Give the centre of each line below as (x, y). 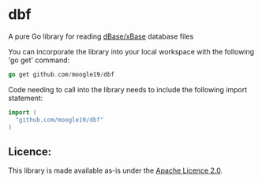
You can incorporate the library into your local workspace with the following (131, 51)
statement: (26, 98)
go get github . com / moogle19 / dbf (61, 74)
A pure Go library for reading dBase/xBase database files (101, 36)
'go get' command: (39, 60)
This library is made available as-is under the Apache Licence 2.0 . (116, 170)
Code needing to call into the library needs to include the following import (127, 89)
